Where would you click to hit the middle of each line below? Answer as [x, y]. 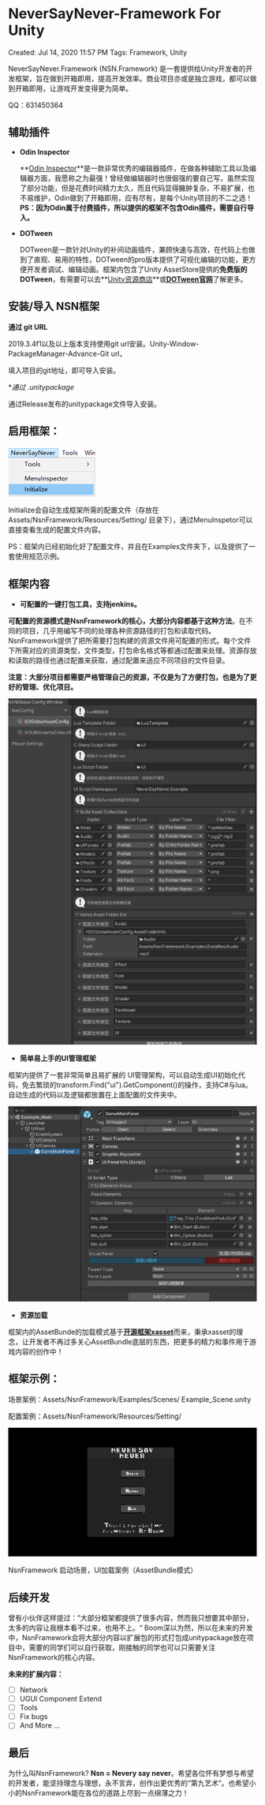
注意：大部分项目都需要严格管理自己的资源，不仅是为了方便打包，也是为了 [129, 677]
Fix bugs [34, 1717]
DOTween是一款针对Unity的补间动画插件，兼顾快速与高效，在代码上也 [134, 249]
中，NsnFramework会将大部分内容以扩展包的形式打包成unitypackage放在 [127, 1637]
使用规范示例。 [39, 556]
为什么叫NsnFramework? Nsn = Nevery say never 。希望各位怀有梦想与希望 [131, 1773]
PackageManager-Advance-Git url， [67, 353]
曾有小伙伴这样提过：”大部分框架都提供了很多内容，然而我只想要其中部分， [131, 1618]
